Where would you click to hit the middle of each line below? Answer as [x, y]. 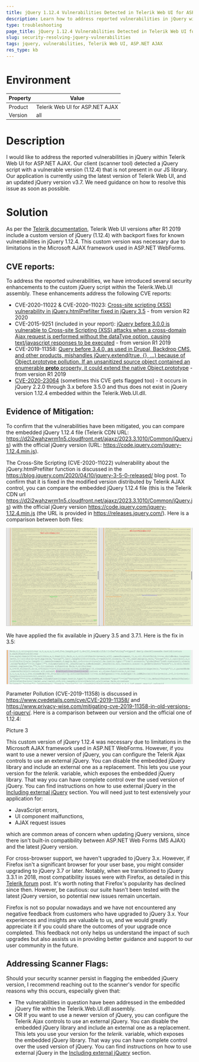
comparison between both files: [45, 519]
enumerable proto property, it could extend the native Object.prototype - [104, 368]
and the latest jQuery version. [42, 846]
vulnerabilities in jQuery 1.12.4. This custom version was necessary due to [96, 242]
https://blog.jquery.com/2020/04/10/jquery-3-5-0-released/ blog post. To [96, 475]
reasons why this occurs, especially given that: [63, 991]
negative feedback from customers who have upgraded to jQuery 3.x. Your [98, 914]
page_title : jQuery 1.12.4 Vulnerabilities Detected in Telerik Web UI [96, 31]
